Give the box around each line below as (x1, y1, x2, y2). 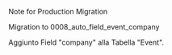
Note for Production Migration (8, 7, 108, 16)
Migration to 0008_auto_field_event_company (8, 22, 160, 31)
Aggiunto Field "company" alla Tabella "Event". (8, 37, 164, 47)
